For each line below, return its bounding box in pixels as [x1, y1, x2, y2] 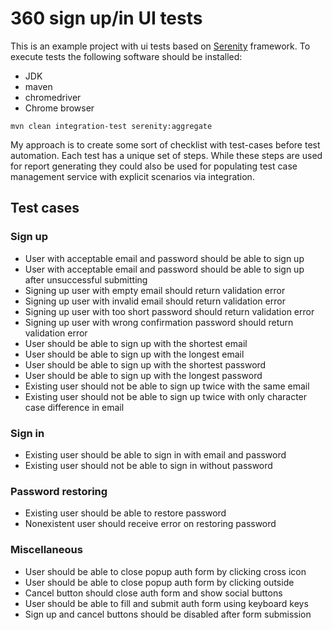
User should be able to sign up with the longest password [24, 369, 263, 381]
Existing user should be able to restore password [24, 507, 227, 519]
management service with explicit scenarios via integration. [10, 170, 255, 182]
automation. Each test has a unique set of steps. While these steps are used [10, 149, 323, 161]
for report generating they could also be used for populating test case [10, 160, 298, 172]
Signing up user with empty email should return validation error [24, 284, 286, 296]
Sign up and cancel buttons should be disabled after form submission [24, 608, 312, 620]
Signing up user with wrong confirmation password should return [24, 316, 294, 328]
